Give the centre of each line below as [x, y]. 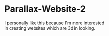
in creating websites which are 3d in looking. [50, 28]
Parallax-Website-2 [45, 9]
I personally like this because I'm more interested [54, 23]
